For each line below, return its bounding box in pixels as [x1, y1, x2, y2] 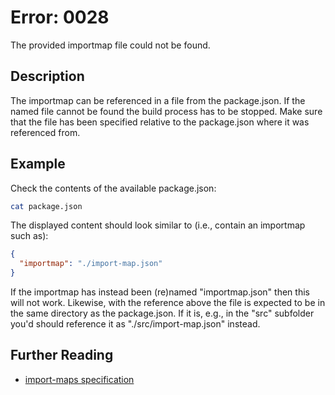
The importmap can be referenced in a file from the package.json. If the [10, 94, 306, 106]
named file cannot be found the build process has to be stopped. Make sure [10, 105, 323, 117]
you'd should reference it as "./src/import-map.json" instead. [10, 318, 261, 330]
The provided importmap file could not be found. [10, 39, 211, 51]
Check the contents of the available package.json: [10, 182, 217, 194]
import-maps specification [24, 373, 135, 385]
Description [10, 68, 85, 85]
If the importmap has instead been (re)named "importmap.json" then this [10, 286, 310, 298]
